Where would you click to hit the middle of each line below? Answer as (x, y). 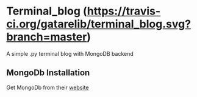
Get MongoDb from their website (48, 87)
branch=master (47, 37)
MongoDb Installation (48, 73)
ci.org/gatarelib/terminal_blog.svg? (99, 24)
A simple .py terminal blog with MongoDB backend (70, 53)
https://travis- (124, 11)
